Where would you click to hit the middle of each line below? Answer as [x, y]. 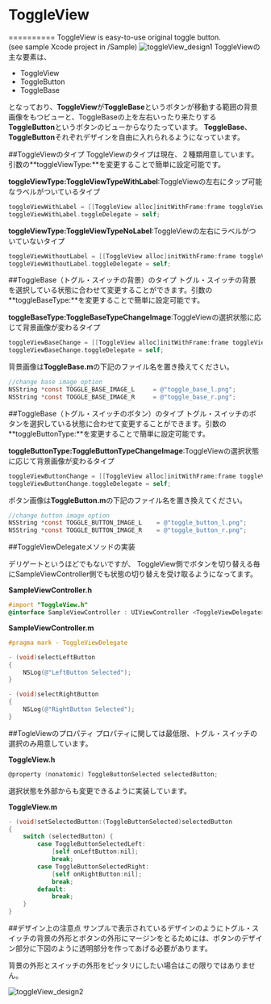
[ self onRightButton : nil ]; [97, 874]
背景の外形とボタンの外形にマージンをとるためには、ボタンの [139, 939]
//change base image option [56, 382]
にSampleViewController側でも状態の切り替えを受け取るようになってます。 [133, 574]
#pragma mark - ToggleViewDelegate [68, 642]
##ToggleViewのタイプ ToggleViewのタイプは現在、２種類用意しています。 [133, 154]
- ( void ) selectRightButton [54, 694]
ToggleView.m [33, 807]
